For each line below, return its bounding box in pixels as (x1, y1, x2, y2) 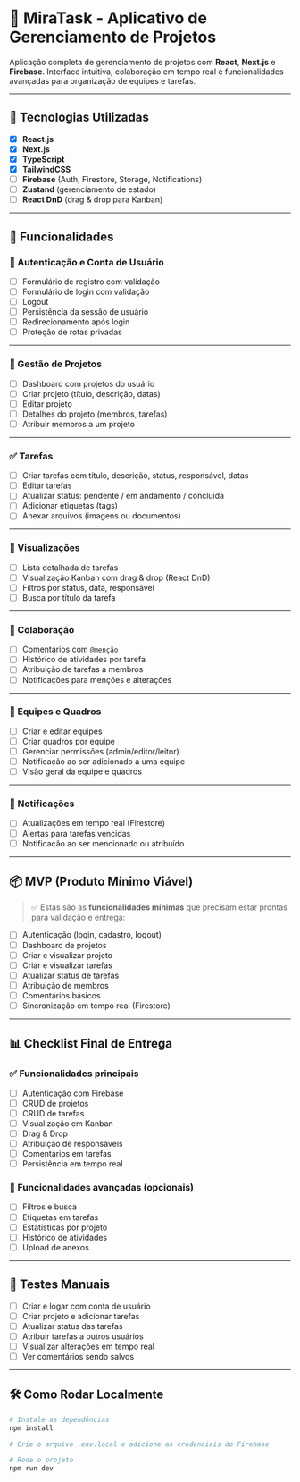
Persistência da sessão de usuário (21, 307, 149, 317)
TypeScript (21, 154, 65, 164)
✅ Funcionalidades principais (9, 1067, 139, 1080)
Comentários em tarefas (21, 1149, 112, 1159)
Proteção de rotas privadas (21, 326, 122, 338)
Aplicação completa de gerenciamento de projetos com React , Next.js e (9, 56, 276, 67)
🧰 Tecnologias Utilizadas (9, 110, 149, 125)
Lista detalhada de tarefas (21, 562, 119, 573)
